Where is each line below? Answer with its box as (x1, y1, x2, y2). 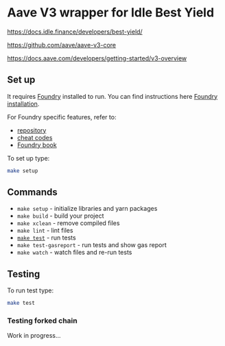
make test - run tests (16, 233, 77, 242)
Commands (7, 187, 58, 198)
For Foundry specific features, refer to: (7, 113, 117, 121)
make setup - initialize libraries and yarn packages (16, 205, 158, 213)
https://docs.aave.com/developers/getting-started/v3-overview (7, 54, 187, 62)
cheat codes (16, 133, 53, 141)
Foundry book (16, 141, 57, 149)
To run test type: (7, 286, 54, 295)
